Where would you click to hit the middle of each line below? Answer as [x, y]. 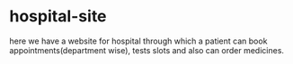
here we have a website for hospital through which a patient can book [138, 41]
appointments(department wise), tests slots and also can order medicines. [147, 50]
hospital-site [58, 16]
